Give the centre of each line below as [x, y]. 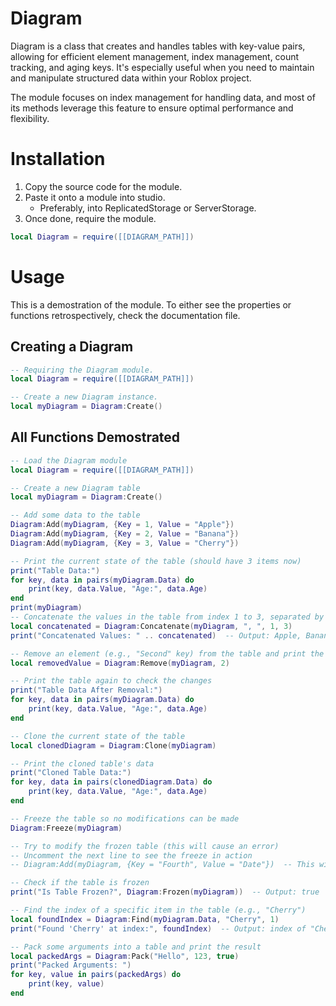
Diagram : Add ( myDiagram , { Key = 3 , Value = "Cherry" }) [125, 543]
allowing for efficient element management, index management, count [155, 56]
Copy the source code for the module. [103, 186]
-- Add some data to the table [75, 515]
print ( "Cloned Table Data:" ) [71, 773]
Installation [58, 159]
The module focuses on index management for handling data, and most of [163, 97]
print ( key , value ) [66, 984]
